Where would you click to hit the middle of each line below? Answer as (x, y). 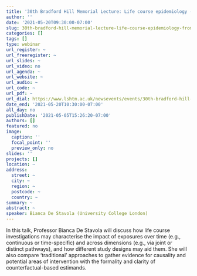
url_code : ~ (21, 88)
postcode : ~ (26, 191)
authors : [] (21, 121)
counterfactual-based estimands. (46, 267)
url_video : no (23, 66)
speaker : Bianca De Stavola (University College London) (77, 214)
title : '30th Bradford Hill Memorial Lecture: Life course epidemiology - (99, 11)
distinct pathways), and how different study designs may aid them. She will (97, 249)
